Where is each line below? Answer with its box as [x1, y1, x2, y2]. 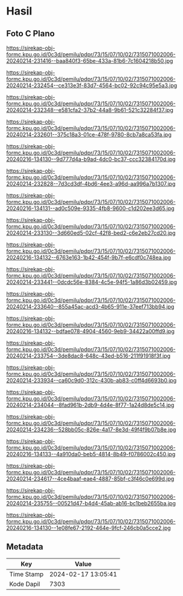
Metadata [6, 542, 43, 552]
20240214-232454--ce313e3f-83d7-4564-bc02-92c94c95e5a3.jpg [6, 82, 178, 89]
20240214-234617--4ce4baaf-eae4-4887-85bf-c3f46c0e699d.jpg [6, 475, 175, 482]
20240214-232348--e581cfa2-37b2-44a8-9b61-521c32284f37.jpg [6, 106, 174, 113]
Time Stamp [9, 570, 44, 578]
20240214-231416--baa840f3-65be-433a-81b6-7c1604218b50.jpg [6, 57, 173, 64]
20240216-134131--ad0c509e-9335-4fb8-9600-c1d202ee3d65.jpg [6, 205, 175, 212]
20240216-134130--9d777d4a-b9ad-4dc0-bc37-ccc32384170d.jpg [6, 156, 176, 163]
